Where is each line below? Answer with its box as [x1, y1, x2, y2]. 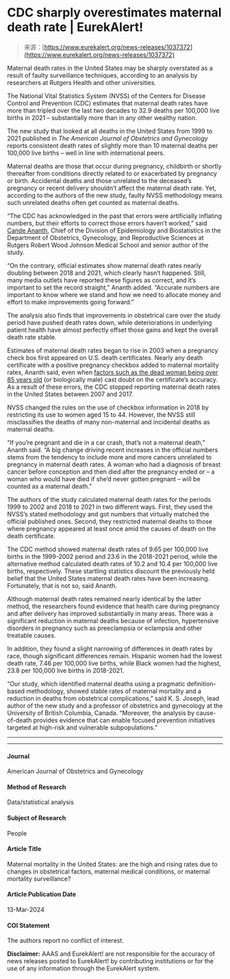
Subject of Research [7, 814, 66, 822]
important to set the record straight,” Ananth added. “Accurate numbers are [7, 283, 220, 291]
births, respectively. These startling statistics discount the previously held [7, 567, 215, 575]
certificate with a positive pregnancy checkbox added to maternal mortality [7, 361, 219, 369]
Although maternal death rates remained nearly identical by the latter [7, 594, 202, 603]
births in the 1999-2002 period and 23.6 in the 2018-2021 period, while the [7, 552, 218, 560]
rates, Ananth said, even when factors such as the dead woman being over [7, 368, 218, 376]
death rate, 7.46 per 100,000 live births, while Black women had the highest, [7, 659, 221, 667]
